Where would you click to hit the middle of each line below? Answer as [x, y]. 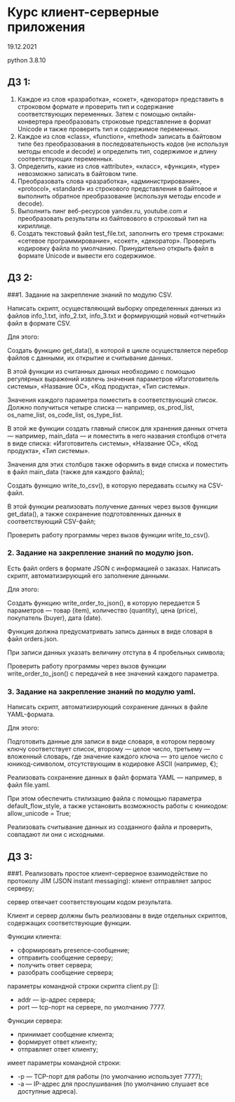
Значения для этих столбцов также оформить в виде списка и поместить [117, 464]
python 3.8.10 [27, 60]
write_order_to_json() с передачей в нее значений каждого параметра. [113, 673]
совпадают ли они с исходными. [56, 835]
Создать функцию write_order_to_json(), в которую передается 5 [104, 603]
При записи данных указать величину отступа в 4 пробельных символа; [116, 652]
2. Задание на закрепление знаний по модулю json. [101, 553]
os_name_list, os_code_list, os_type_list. [65, 415]
